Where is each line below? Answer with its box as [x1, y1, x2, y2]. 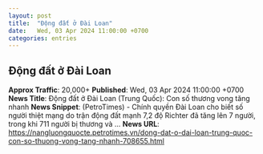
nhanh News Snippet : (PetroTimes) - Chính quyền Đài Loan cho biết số [8, 102, 244, 112]
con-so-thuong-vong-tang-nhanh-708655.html [8, 136, 164, 146]
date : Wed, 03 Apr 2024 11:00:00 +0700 [8, 26, 149, 34]
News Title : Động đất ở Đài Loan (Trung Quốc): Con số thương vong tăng [8, 94, 250, 103]
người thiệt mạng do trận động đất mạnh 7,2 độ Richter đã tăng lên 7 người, [8, 111, 256, 120]
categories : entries [8, 34, 78, 43]
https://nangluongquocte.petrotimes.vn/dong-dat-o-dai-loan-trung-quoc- [8, 128, 253, 137]
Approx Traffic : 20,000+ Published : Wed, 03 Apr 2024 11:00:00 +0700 [8, 85, 245, 95]
